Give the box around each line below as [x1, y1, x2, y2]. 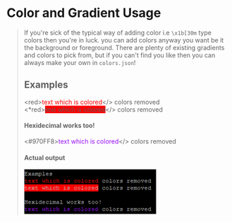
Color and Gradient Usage [6, 5, 161, 21]
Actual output [23, 153, 66, 162]
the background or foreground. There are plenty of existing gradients [23, 43, 225, 52]
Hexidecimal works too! [23, 122, 95, 130]
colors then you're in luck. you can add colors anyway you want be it [23, 35, 224, 44]
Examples [23, 79, 68, 91]
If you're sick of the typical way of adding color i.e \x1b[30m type [23, 28, 212, 37]
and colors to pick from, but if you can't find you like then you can [23, 51, 216, 59]
